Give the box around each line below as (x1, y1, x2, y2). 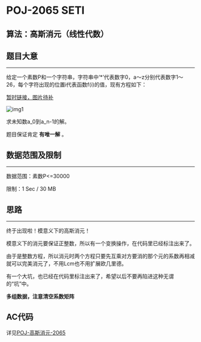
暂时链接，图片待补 (6, 94, 54, 101)
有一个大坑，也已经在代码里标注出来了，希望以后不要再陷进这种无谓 (6, 273, 174, 280)
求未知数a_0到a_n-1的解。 (6, 118, 70, 126)
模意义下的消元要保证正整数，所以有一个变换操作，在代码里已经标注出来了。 (6, 240, 195, 247)
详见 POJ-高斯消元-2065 (6, 329, 66, 336)
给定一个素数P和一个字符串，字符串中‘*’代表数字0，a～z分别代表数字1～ (6, 74, 184, 81)
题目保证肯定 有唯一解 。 (6, 131, 67, 138)
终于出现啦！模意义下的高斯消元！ (6, 227, 90, 234)
